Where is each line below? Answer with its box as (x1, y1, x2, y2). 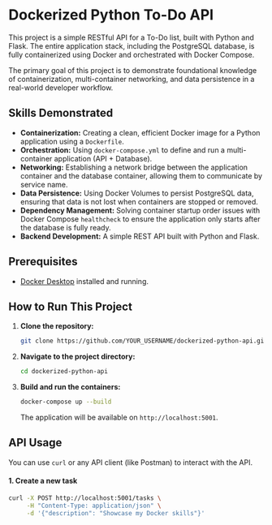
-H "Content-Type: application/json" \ (26, 501, 162, 510)
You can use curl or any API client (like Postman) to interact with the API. (8, 457, 253, 467)
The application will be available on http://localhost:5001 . (19, 412, 218, 422)
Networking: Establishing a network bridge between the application (19, 162, 248, 172)
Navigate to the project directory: (19, 351, 136, 362)
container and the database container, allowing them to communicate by (19, 170, 262, 180)
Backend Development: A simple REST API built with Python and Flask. (19, 231, 260, 241)
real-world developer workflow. (8, 83, 114, 93)
